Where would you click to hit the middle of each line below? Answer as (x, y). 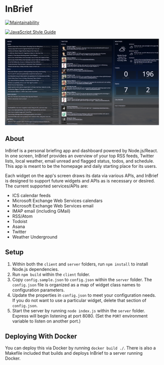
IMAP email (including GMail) (41, 211)
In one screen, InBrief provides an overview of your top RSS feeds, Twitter (80, 156)
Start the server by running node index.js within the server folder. (79, 310)
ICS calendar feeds (31, 195)
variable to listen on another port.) (46, 321)
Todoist (20, 221)
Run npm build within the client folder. (51, 274)
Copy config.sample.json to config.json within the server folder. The (82, 280)
